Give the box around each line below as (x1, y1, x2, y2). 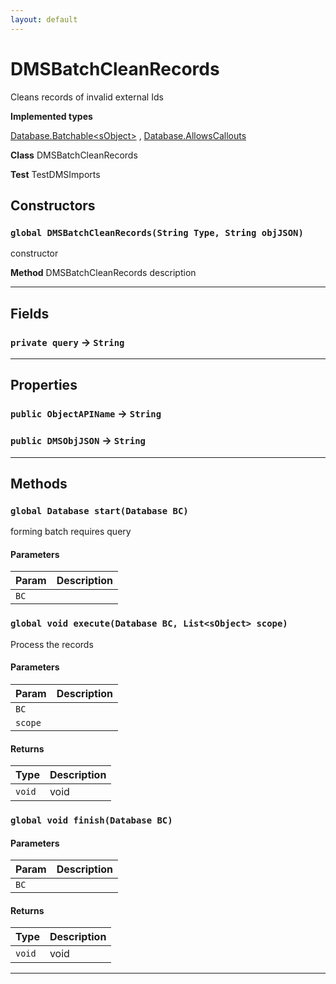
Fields (10, 305, 50, 322)
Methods (10, 475, 68, 492)
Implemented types (10, 110, 93, 122)
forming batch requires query (10, 526, 132, 538)
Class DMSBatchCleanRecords (10, 149, 138, 161)
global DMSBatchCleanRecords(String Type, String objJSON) (10, 227, 304, 238)
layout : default (10, 14, 78, 25)
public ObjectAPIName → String (10, 407, 162, 421)
